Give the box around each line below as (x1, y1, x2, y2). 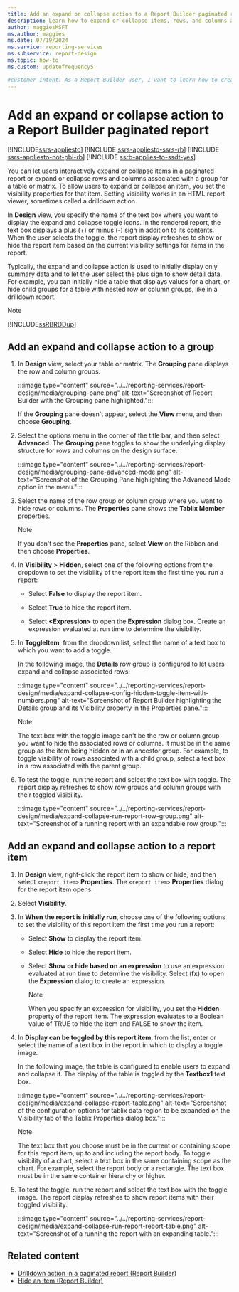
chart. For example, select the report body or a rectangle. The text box (17, 1164, 225, 1172)
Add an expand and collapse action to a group (7, 341, 215, 353)
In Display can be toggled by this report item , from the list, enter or (17, 1033, 217, 1042)
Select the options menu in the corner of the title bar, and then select (17, 431, 220, 440)
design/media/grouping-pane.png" (17, 388, 121, 397)
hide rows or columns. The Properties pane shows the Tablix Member (17, 504, 225, 513)
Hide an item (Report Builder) (17, 1276, 103, 1285)
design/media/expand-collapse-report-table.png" (17, 1098, 164, 1107)
